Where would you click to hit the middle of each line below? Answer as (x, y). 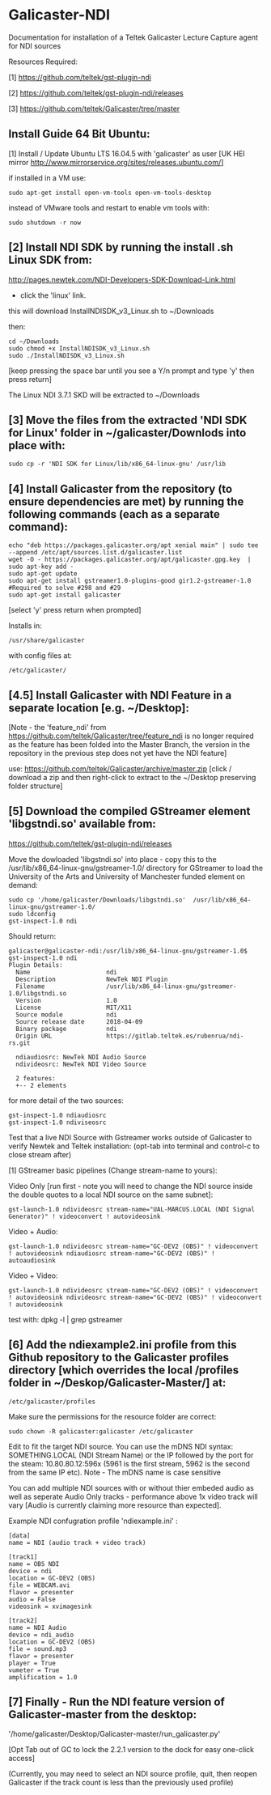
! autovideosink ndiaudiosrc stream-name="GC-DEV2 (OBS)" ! (112, 1253)
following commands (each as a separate (114, 514)
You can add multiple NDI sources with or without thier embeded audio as (131, 1487)
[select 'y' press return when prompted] (75, 610)
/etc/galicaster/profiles (52, 1402)
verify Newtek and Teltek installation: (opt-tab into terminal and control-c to (134, 1146)
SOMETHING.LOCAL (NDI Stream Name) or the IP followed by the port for (131, 1455)
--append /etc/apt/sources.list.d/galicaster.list (95, 553)
